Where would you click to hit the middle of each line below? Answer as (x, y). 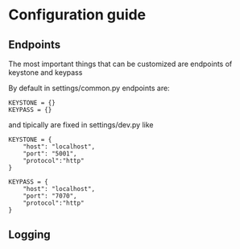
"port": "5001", (50, 154)
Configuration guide (77, 15)
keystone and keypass (46, 73)
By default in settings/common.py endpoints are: (89, 88)
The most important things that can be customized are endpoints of (120, 64)
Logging (29, 235)
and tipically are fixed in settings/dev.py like (81, 125)
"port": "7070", (50, 196)
